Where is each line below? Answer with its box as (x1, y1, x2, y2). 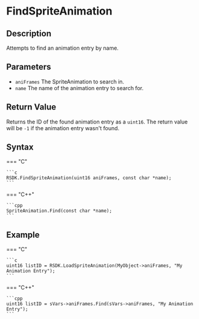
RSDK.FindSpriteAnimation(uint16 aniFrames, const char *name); (6, 175, 172, 181)
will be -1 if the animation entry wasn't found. (6, 124, 120, 131)
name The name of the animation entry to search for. (15, 84, 144, 91)
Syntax (6, 142, 34, 153)
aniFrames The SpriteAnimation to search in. (15, 77, 125, 85)
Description (6, 28, 51, 39)
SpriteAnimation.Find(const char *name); (6, 208, 113, 214)
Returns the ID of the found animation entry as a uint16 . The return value (6, 118, 188, 125)
